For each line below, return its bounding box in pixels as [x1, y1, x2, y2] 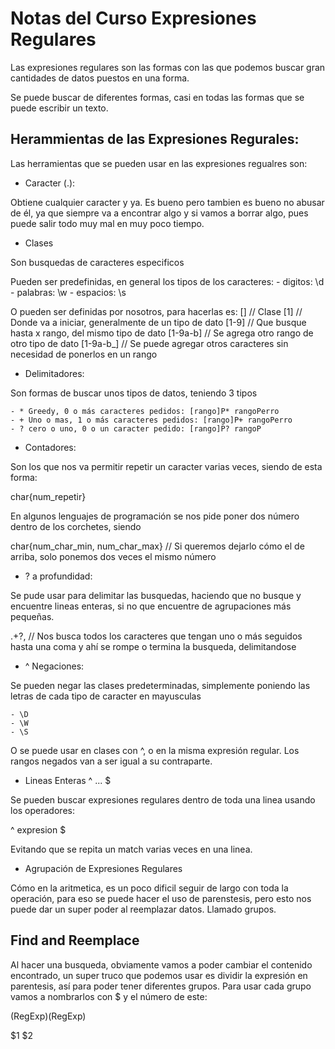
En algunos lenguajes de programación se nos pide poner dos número [10, 510, 300, 522]
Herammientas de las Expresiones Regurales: [10, 131, 300, 148]
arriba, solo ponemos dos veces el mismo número [10, 550, 217, 562]
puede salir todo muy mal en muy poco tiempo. [10, 217, 205, 229]
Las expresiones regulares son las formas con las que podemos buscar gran [10, 61, 326, 73]
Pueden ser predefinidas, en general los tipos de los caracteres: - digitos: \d [10, 275, 325, 287]
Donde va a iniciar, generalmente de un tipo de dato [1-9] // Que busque [10, 316, 307, 328]
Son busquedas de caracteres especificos [10, 256, 185, 268]
